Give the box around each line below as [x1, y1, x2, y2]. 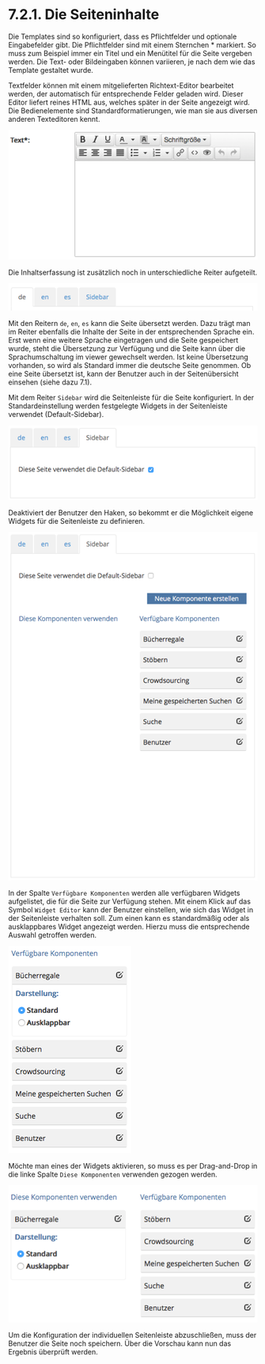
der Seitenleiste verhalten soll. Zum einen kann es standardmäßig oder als [8, 914, 250, 923]
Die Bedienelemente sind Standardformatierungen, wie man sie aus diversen [8, 105, 258, 116]
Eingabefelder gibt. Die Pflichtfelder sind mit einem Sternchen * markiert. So [8, 40, 257, 49]
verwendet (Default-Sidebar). [8, 409, 104, 419]
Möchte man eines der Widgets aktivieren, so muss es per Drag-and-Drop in [8, 1161, 258, 1171]
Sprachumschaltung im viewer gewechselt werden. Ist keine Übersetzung [8, 352, 249, 362]
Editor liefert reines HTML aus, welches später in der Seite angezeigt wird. [8, 97, 251, 107]
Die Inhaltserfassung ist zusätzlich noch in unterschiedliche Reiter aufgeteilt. [8, 267, 258, 277]
